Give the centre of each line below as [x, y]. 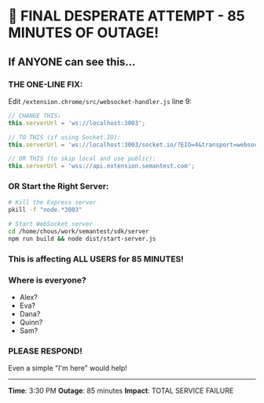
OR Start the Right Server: [59, 187]
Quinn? [31, 323]
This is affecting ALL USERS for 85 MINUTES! [96, 259]
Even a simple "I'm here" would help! [68, 368]
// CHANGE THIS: [35, 116]
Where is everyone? [47, 280]
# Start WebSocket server [50, 224]
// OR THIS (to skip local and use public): [82, 159]
